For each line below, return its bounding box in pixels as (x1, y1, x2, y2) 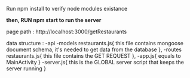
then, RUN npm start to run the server (6, 17, 102, 23)
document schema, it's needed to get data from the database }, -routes (6, 46, 182, 53)
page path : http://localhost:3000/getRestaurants (6, 28, 127, 35)
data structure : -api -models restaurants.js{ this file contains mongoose (6, 40, 184, 46)
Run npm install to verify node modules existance (6, 5, 128, 12)
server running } (6, 65, 47, 72)
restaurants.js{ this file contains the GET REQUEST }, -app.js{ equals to (6, 52, 181, 59)
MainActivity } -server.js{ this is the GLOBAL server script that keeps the (6, 59, 184, 65)
